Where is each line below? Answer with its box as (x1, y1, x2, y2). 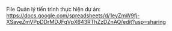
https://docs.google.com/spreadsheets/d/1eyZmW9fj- (6, 12, 140, 19)
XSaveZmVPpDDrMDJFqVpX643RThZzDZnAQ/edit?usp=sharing (6, 18, 167, 25)
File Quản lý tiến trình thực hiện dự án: (6, 6, 101, 13)
